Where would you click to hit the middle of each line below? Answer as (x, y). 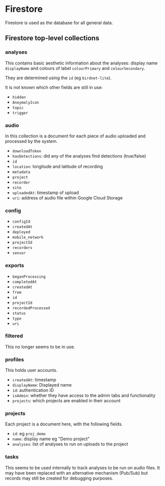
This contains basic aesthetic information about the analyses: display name (81, 63)
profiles (15, 359)
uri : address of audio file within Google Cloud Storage (67, 197)
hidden (19, 97)
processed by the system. (32, 141)
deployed (21, 232)
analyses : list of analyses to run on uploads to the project (70, 444)
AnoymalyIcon (26, 102)
